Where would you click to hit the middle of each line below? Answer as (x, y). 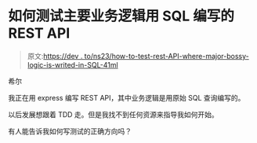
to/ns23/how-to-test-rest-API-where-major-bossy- (167, 56)
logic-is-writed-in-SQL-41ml (73, 64)
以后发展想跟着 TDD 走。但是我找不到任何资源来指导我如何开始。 (114, 114)
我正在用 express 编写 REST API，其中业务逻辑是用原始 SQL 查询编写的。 (127, 97)
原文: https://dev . (55, 56)
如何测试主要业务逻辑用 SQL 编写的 (121, 16)
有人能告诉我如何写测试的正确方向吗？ (70, 131)
